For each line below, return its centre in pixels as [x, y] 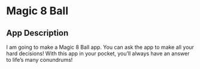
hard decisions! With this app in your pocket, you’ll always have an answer [98, 54]
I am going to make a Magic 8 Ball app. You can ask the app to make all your [100, 47]
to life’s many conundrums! [40, 60]
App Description [37, 33]
